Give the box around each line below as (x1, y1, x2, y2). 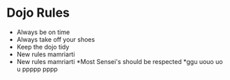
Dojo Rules (6, 5, 70, 21)
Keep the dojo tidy (16, 42, 70, 51)
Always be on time (16, 28, 70, 36)
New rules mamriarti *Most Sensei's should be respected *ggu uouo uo (16, 57, 224, 65)
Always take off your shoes (16, 35, 95, 43)
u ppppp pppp (16, 65, 59, 73)
